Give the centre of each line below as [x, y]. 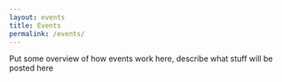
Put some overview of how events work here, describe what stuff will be [141, 59]
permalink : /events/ [47, 34]
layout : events [37, 17]
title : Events [35, 26]
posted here [31, 68]
